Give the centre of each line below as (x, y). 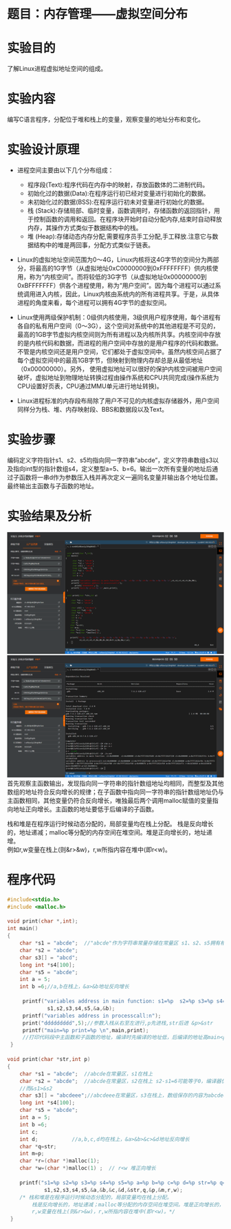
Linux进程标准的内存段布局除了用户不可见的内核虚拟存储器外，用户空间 (118, 401)
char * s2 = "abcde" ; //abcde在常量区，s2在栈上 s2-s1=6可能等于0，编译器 (121, 1081)
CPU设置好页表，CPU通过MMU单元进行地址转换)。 (90, 386)
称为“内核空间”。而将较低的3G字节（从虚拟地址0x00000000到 (118, 277)
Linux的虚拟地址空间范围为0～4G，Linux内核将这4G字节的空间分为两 (115, 260)
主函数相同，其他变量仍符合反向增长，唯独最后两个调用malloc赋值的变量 (110, 800)
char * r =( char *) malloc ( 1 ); (59, 1161)
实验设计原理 (44, 150)
